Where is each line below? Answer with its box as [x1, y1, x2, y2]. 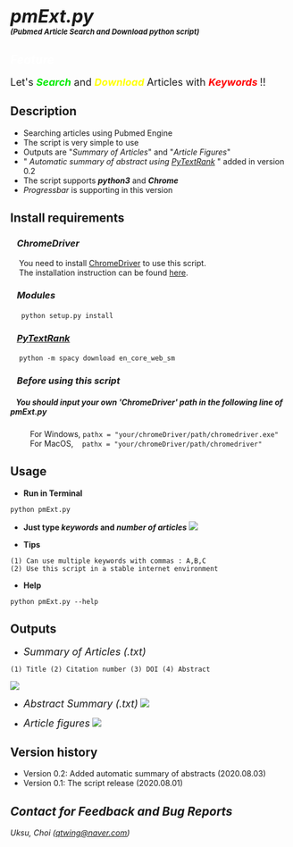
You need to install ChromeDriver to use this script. [18, 257, 206, 268]
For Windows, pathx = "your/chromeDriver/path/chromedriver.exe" [29, 428, 280, 439]
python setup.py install [21, 311, 114, 320]
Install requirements [10, 211, 125, 226]
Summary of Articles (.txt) [22, 645, 146, 658]
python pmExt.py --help [10, 597, 99, 606]
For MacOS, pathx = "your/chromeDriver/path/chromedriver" [29, 438, 263, 449]
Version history [10, 745, 98, 759]
